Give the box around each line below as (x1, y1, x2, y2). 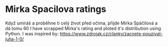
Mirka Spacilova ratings (5, 3, 107, 15)
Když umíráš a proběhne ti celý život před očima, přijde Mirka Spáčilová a (5, 20, 158, 26)
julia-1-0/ (5, 36, 24, 42)
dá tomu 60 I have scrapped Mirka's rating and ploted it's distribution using (5, 25, 161, 31)
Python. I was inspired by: (5, 30, 59, 36)
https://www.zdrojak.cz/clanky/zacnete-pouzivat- (59, 30, 163, 36)
